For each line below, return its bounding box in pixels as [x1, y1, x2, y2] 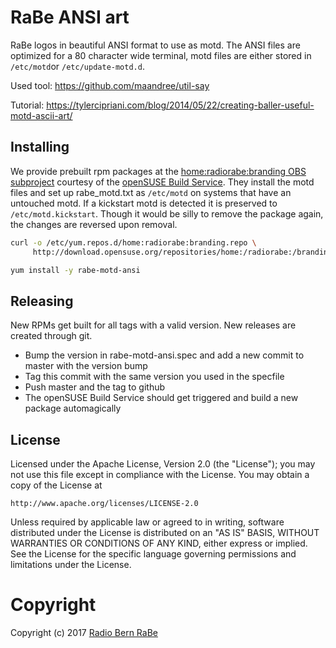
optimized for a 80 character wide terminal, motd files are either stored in [10, 49, 312, 61]
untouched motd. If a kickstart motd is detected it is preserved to [10, 197, 278, 209]
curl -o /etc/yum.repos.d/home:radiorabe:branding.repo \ [10, 237, 257, 248]
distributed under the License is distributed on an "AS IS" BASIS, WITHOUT [10, 527, 320, 538]
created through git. [10, 330, 93, 342]
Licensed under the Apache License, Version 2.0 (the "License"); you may [10, 458, 316, 470]
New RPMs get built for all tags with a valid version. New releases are [10, 319, 297, 331]
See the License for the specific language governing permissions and [10, 548, 297, 560]
